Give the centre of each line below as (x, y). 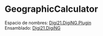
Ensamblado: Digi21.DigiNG (33, 28)
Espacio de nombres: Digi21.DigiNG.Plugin (48, 23)
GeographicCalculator (51, 9)
